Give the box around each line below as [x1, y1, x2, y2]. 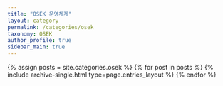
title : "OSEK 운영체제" [7, 10, 73, 18]
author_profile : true [7, 37, 72, 44]
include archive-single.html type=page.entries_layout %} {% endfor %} [7, 70, 217, 79]
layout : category [7, 17, 59, 24]
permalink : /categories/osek [7, 23, 94, 31]
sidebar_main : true [7, 43, 66, 50]
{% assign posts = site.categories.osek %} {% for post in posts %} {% [7, 63, 214, 71]
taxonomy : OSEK [7, 30, 53, 38]
